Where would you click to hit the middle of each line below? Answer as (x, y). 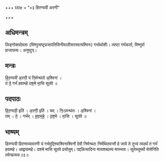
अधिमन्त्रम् (16, 33)
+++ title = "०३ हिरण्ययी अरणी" (32, 8)
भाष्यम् (12, 132)
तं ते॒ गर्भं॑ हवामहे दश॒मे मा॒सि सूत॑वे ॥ (31, 83)
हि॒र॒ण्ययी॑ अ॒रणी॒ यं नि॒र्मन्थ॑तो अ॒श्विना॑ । (34, 78)
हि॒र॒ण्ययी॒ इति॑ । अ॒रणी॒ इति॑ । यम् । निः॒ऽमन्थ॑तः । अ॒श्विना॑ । (51, 111)
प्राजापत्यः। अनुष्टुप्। (21, 50)
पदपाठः (13, 99)
